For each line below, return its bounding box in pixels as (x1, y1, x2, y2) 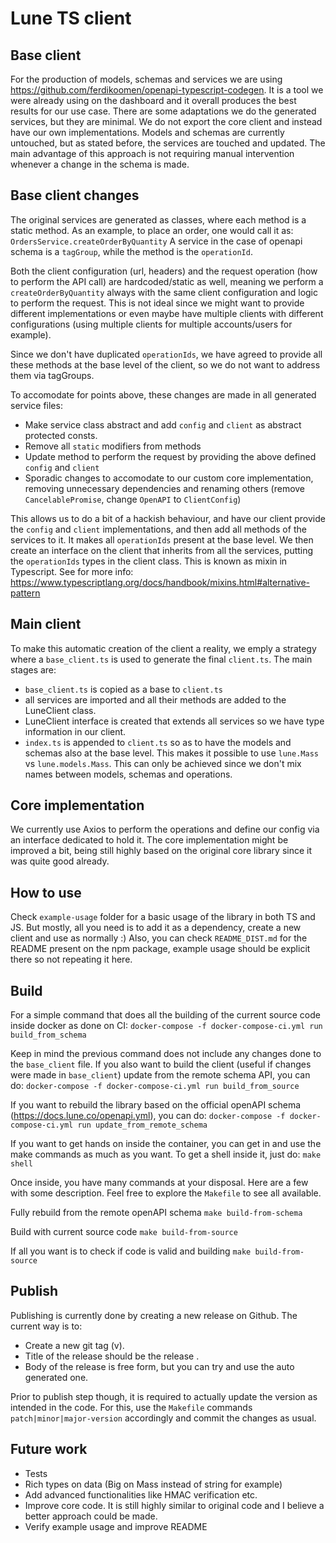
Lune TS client (10, 7, 132, 30)
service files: (10, 399, 63, 411)
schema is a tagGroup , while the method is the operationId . (10, 245, 253, 257)
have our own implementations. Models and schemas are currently (10, 127, 285, 138)
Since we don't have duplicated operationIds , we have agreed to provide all (10, 348, 323, 360)
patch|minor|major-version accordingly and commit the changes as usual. (10, 1412, 317, 1424)
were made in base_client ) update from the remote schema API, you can (10, 1069, 311, 1081)
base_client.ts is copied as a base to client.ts (24, 683, 223, 695)
